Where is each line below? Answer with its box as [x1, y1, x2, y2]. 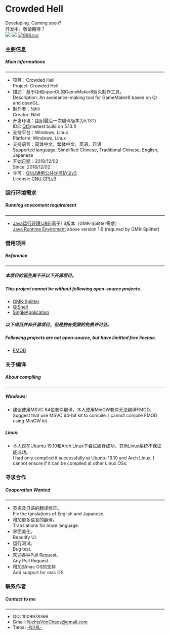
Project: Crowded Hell [12, 82, 59, 89]
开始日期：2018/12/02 [12, 158, 59, 164]
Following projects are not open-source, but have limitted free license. [5, 335, 157, 341]
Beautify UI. [12, 534, 37, 541]
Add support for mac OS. [12, 570, 65, 576]
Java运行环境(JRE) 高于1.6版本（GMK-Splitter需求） [12, 220, 120, 226]
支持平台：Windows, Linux [12, 129, 68, 135]
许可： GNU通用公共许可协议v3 [12, 170, 77, 176]
